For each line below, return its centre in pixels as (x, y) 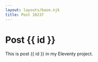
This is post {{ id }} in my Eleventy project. (49, 54)
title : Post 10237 (24, 15)
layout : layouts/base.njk (32, 10)
